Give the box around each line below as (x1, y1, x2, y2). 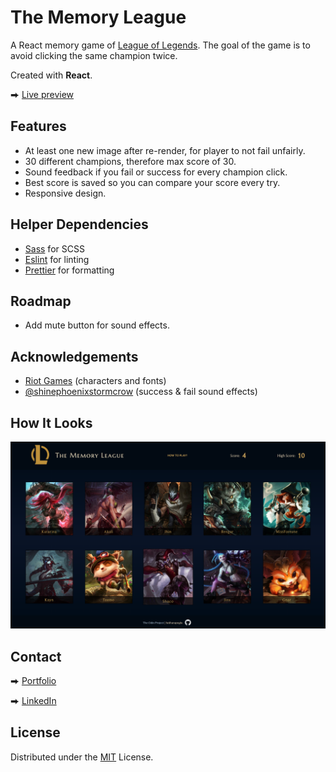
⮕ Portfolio (10, 675, 57, 687)
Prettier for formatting (24, 264, 115, 276)
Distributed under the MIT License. (10, 751, 154, 763)
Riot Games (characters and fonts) (24, 375, 167, 387)
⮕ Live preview (10, 88, 75, 100)
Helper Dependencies (10, 216, 149, 233)
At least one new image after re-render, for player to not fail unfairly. (24, 144, 306, 156)
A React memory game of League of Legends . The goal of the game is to (10, 39, 311, 51)
